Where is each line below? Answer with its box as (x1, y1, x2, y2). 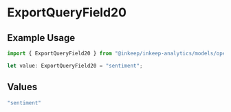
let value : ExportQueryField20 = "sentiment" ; (7, 62, 143, 69)
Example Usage (7, 32, 76, 44)
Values (7, 81, 38, 93)
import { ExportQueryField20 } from (7, 50, 112, 57)
